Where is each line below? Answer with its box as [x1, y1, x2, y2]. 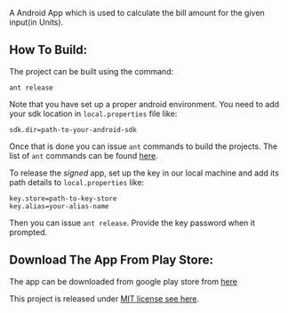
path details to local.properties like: [9, 176, 145, 187]
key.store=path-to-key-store [9, 194, 117, 203]
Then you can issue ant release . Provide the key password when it [9, 217, 256, 228]
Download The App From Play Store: [9, 253, 213, 268]
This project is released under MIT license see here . [9, 293, 200, 304]
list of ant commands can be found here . [9, 150, 158, 160]
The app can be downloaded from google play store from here [9, 276, 238, 286]
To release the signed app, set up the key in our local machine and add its [9, 168, 280, 178]
